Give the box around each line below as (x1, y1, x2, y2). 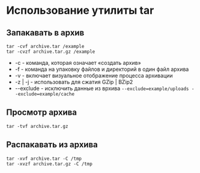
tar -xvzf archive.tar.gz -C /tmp (6, 160, 93, 167)
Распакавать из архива (6, 139, 98, 150)
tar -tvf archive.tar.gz (6, 123, 68, 129)
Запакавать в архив (6, 28, 85, 38)
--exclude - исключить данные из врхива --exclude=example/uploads (14, 85, 189, 92)
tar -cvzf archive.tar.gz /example (6, 49, 95, 55)
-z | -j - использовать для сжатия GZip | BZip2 (14, 79, 133, 85)
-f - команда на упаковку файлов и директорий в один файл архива (14, 65, 189, 73)
